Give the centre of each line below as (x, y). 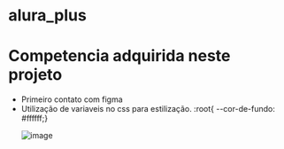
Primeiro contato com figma (72, 99)
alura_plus (48, 16)
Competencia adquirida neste (119, 56)
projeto (35, 75)
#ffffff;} (35, 118)
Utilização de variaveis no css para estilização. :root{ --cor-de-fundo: (148, 109)
